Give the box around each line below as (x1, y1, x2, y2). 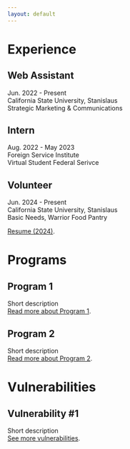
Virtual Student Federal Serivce (7, 158, 99, 167)
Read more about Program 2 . (7, 354, 93, 363)
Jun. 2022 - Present (7, 89, 66, 97)
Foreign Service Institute (7, 151, 80, 159)
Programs (7, 252, 67, 268)
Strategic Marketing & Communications (7, 104, 123, 112)
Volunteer (7, 179, 53, 191)
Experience (7, 41, 76, 57)
